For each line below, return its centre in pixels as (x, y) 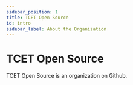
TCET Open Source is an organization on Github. (67, 76)
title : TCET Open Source (37, 18)
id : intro (19, 23)
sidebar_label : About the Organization (57, 29)
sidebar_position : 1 (32, 12)
